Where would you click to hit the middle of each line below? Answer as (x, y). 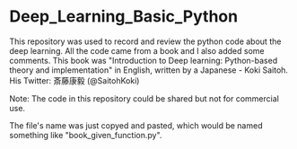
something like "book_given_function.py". (86, 135)
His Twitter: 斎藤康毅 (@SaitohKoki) (74, 80)
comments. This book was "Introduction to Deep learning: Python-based (144, 60)
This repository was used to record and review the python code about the (145, 41)
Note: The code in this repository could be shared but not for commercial (144, 98)
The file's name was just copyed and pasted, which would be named (136, 125)
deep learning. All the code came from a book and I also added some (137, 50)
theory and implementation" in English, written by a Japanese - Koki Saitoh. (149, 70)
